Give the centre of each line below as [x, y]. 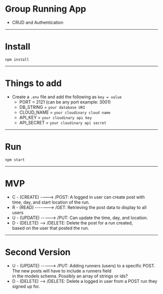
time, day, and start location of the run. [51, 202]
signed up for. [26, 286]
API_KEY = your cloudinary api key [56, 117]
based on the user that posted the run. [50, 228]
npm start [15, 160]
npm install [17, 59]
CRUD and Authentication [38, 22]
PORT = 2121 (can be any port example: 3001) [65, 102]
